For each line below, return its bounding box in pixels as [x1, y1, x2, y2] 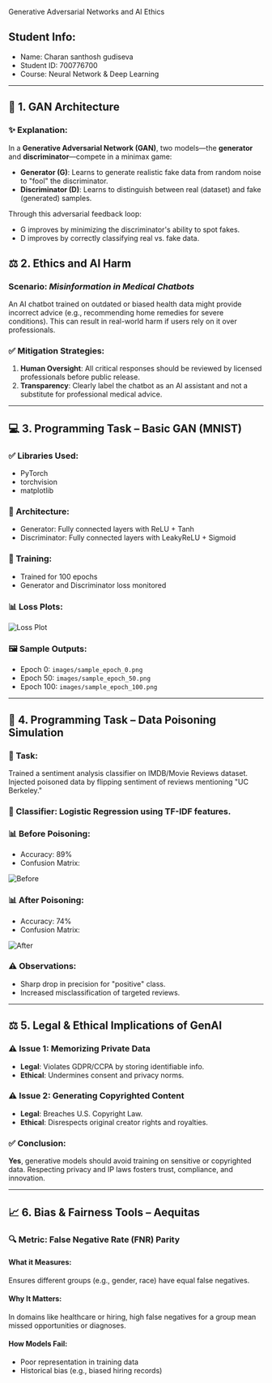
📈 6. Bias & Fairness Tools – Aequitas [8, 1205, 201, 1219]
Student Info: [8, 30, 76, 44]
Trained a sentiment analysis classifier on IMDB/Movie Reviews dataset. [8, 769, 249, 778]
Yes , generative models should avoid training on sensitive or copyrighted [8, 1156, 253, 1166]
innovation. [8, 1173, 46, 1183]
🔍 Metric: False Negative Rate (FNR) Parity [8, 1234, 181, 1245]
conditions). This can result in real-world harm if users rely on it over [8, 316, 237, 327]
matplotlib [19, 486, 54, 495]
